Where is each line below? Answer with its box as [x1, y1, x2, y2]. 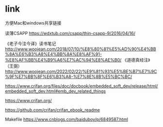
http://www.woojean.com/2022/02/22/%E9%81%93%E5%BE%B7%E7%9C [5, 68, 157, 74]
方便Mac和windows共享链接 [5, 20, 62, 26]
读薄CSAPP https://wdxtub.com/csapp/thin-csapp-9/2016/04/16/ [5, 30, 136, 36]
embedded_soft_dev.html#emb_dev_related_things [5, 88, 106, 94]
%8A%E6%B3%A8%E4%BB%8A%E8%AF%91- [5, 51, 102, 57]
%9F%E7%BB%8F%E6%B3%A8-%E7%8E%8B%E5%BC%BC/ [5, 74, 132, 79]
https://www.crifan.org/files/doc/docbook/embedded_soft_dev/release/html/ [5, 83, 158, 89]
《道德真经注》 [122, 57, 150, 63]
